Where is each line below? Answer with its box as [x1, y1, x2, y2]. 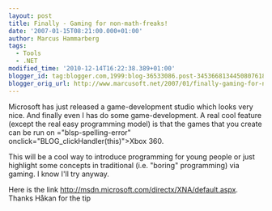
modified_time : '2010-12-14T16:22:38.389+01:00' [8, 65, 176, 73]
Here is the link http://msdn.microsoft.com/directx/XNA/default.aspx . [8, 184, 239, 194]
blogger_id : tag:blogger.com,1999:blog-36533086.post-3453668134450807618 [8, 72, 266, 80]
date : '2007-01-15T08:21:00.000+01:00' [8, 27, 143, 35]
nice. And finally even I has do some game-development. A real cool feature [8, 110, 262, 120]
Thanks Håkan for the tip [8, 193, 91, 203]
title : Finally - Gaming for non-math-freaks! [8, 19, 168, 27]
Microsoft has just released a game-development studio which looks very [8, 102, 253, 112]
